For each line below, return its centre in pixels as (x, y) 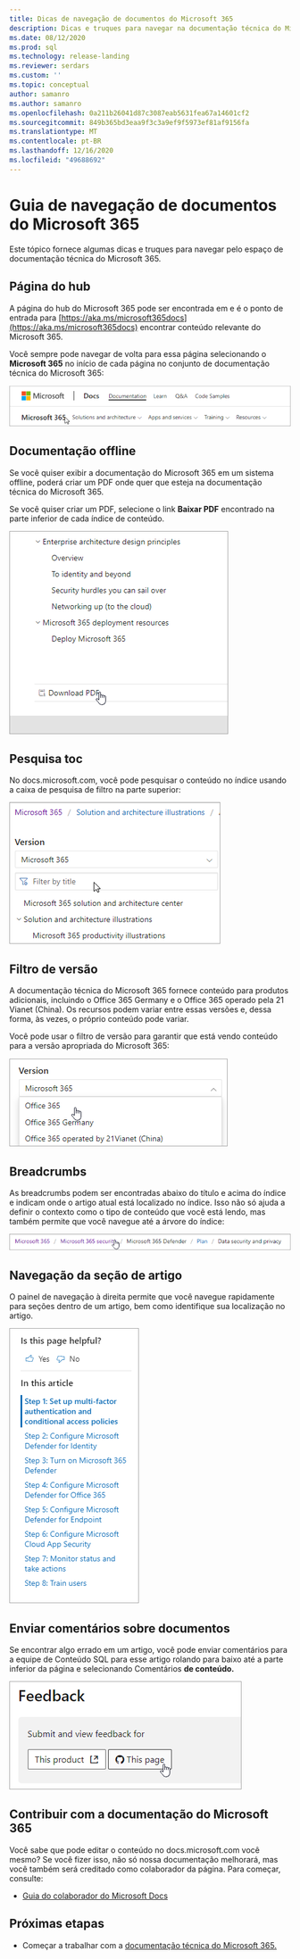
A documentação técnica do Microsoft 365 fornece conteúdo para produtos (149, 991)
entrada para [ (36, 318)
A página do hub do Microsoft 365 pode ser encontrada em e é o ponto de (146, 308)
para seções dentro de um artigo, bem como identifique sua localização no (147, 1307)
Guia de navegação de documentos (143, 205)
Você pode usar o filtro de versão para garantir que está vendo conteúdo (144, 1036)
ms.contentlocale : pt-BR (55, 141)
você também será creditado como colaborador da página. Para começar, (145, 1869)
